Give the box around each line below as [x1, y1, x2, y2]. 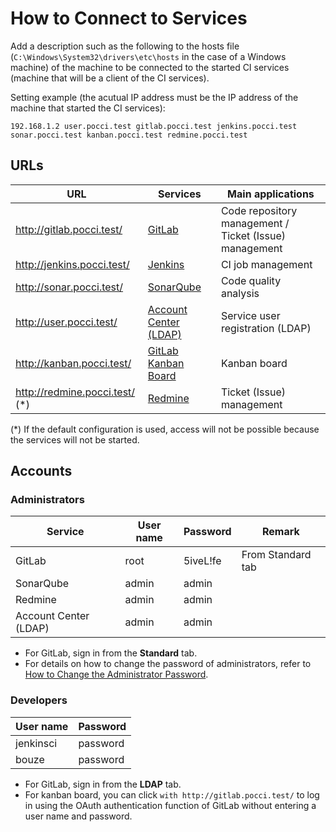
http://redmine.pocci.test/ [15, 385, 136, 399]
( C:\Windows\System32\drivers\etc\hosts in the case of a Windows [10, 50, 287, 62]
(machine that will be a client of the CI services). [10, 72, 210, 84]
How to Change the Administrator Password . [24, 668, 209, 681]
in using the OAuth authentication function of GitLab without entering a [24, 799, 317, 811]
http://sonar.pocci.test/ [15, 280, 124, 294]
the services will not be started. [10, 433, 140, 446]
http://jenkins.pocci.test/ [15, 257, 130, 271]
